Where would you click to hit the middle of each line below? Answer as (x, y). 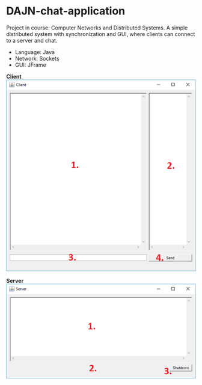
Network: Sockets (37, 58)
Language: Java (35, 52)
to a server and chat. (32, 40)
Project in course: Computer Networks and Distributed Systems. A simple (97, 28)
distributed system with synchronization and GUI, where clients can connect (101, 34)
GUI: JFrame (30, 65)
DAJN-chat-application (66, 11)
